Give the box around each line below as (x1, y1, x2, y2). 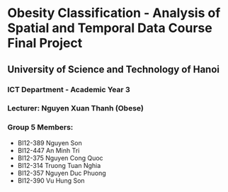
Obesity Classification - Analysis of (7, 5, 221, 21)
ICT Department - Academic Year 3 (7, 84, 130, 94)
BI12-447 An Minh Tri (17, 146, 80, 154)
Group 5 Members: (7, 123, 74, 132)
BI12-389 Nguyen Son (17, 138, 83, 147)
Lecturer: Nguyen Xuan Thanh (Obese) (7, 103, 144, 113)
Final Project (7, 35, 83, 51)
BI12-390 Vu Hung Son (17, 176, 85, 185)
